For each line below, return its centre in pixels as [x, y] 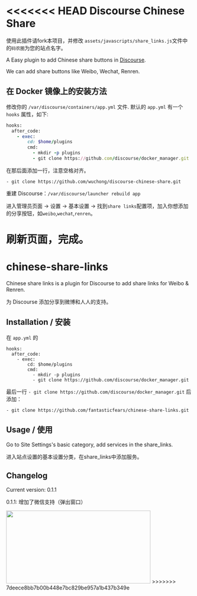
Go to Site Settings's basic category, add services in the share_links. [90, 444]
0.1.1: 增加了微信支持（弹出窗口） [46, 502]
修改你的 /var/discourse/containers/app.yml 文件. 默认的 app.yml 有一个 [95, 107]
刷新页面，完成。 [48, 239]
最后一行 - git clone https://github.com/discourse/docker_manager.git [96, 391]
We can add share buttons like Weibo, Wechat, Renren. [73, 71]
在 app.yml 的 [22, 337]
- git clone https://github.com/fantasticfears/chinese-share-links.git [98, 410]
